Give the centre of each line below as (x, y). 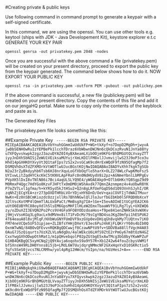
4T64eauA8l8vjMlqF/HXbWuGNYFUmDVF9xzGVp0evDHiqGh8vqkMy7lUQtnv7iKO (77, 219)
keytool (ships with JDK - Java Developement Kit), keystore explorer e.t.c (81, 37)
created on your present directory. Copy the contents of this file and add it (82, 100)
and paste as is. (21, 111)
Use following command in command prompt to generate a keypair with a (81, 17)
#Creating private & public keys (37, 7)
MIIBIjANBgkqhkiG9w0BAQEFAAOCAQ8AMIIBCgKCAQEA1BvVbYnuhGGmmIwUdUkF (77, 268)
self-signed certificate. (29, 22)
